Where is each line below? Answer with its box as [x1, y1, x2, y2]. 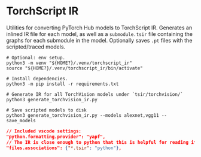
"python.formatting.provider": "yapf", [6, 134, 106, 140]
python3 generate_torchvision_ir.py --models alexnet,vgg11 [6, 112, 160, 118]
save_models [6, 117, 36, 123]
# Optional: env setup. [6, 55, 66, 61]
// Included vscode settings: [6, 128, 82, 134]
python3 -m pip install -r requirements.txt [6, 81, 119, 87]
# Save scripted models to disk [6, 107, 87, 113]
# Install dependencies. [6, 76, 68, 81]
